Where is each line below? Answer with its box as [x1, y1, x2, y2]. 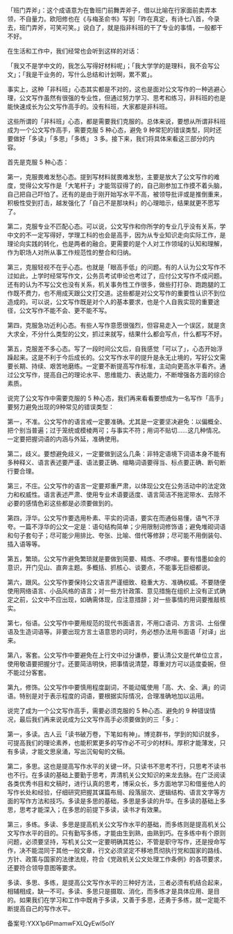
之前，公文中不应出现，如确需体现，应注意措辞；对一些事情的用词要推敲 [12, 596, 220, 603]
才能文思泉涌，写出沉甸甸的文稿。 [31, 747, 129, 756]
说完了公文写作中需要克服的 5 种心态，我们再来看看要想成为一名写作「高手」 [7, 394, 224, 402]
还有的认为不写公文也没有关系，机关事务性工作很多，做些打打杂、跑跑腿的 [7, 281, 220, 288]
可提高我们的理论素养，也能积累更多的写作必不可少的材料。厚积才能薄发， [7, 739, 220, 747]
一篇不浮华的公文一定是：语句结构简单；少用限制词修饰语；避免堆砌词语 [19, 523, 226, 531]
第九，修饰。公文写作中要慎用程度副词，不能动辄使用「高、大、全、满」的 [7, 683, 220, 691]
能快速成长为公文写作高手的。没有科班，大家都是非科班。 [7, 103, 171, 110]
